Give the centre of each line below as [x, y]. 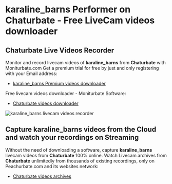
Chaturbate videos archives [42, 176]
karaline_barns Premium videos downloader [59, 84]
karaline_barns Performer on [68, 10]
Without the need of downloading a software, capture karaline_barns [79, 150]
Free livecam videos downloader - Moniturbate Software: [66, 93]
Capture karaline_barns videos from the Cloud [81, 130]
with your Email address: [31, 73]
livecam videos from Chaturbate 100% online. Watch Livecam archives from [86, 155]
